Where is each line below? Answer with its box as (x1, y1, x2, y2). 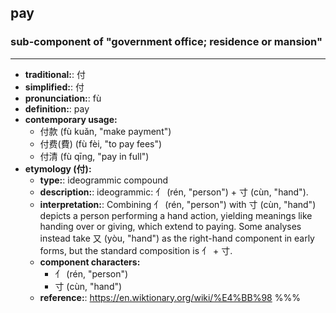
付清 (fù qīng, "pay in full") (39, 150, 150, 162)
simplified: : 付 (24, 81, 85, 93)
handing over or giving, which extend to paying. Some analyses (39, 220, 302, 232)
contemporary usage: (24, 113, 118, 125)
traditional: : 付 (24, 68, 86, 80)
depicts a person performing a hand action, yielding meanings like (39, 209, 313, 221)
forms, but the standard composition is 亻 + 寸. (39, 244, 233, 256)
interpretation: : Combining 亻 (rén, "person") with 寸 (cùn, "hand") (39, 198, 317, 210)
